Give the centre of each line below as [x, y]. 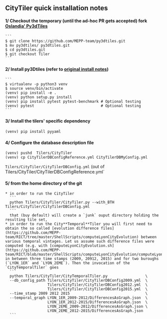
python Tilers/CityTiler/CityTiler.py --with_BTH [62, 202]
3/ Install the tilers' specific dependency [48, 121]
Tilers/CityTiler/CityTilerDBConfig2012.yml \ [98, 285]
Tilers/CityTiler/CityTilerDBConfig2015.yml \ [98, 289]
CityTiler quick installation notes [57, 8]
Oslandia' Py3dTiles [27, 26]
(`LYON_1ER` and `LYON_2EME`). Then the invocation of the [68, 263]
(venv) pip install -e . [31, 93]
